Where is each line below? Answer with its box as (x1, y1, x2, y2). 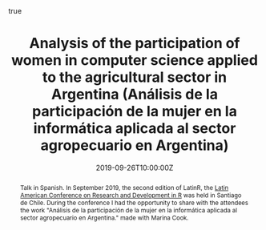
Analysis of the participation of (29, 34, 240, 53)
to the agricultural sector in (42, 68, 228, 87)
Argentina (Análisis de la (50, 86, 219, 103)
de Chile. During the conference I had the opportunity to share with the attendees (19, 198, 248, 207)
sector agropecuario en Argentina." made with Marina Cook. (19, 213, 189, 222)
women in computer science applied (10, 51, 259, 70)
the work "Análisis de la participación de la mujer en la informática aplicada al (19, 206, 238, 214)
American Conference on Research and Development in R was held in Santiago (19, 191, 242, 200)
